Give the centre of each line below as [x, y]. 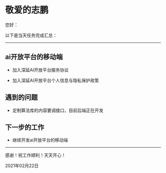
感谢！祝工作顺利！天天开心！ [35, 155]
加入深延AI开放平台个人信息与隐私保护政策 [56, 80]
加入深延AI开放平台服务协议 [41, 70]
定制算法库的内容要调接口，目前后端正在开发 [58, 110]
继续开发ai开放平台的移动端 [40, 140]
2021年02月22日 [22, 166]
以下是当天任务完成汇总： [31, 35]
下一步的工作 [25, 127]
